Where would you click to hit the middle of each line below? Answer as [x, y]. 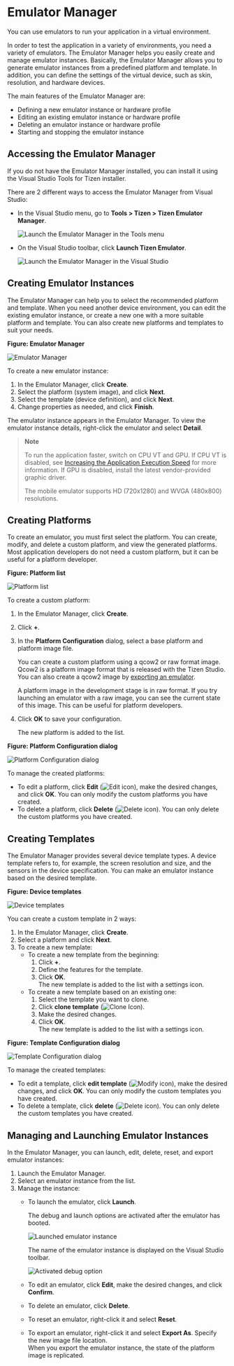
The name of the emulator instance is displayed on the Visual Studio [126, 1250]
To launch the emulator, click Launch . [82, 1202]
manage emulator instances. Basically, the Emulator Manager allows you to [115, 60]
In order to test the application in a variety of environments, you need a [109, 45]
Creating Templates [51, 839]
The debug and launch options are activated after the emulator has [124, 1215]
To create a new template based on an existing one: [102, 992]
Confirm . [41, 1292]
